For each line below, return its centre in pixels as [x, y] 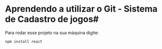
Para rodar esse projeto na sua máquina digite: [52, 33]
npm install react [24, 41]
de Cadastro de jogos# [52, 19]
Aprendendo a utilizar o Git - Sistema [81, 9]
